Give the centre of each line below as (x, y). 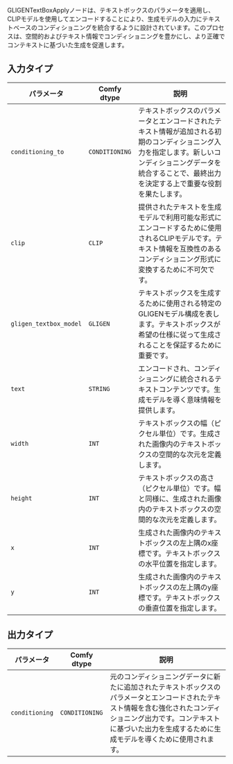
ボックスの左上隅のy (178, 587)
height (21, 498)
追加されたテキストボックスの (172, 687)
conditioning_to (37, 152)
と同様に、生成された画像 (180, 499)
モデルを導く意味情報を (183, 399)
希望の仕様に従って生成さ (180, 334)
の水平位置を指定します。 (180, 563)
